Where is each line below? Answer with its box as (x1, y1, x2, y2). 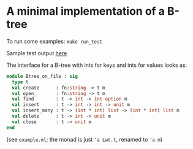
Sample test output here (6, 49, 67, 56)
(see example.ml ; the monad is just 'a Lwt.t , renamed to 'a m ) (6, 136, 163, 143)
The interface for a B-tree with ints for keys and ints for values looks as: (6, 61, 187, 69)
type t (12, 78, 29, 85)
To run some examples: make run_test (6, 37, 103, 45)
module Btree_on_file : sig (6, 73, 78, 79)
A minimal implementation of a (6, 4, 165, 18)
